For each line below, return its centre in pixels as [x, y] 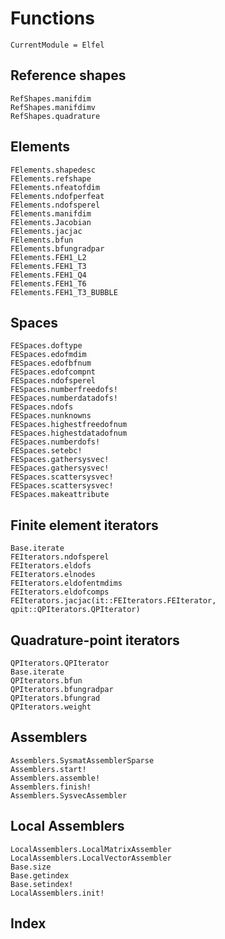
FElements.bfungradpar [57, 248]
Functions [52, 18]
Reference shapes [68, 75]
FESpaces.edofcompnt [53, 372]
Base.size [31, 867]
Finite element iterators [84, 525]
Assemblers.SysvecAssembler [69, 795]
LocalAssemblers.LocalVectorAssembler [91, 858]
